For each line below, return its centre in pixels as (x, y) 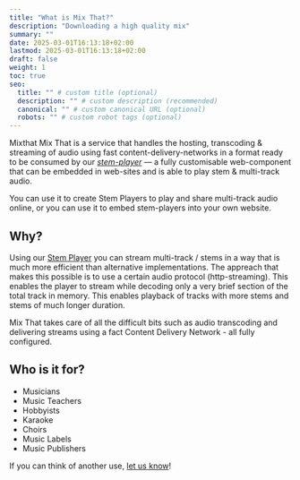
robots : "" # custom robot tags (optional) (99, 117)
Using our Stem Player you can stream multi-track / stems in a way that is (145, 257)
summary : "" (31, 34)
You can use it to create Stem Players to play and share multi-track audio (144, 199)
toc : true (28, 76)
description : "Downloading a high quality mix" (100, 26)
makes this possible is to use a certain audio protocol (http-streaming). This (149, 276)
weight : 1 (28, 68)
